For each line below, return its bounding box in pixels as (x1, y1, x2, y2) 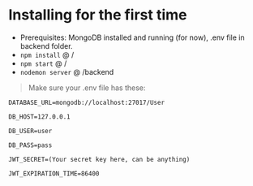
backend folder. (19, 41, 73, 50)
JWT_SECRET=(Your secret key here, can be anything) (8, 155, 191, 163)
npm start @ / (19, 58, 67, 68)
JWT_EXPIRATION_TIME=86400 (8, 169, 100, 178)
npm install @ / (19, 50, 75, 59)
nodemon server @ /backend (19, 67, 114, 76)
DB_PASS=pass (8, 141, 53, 149)
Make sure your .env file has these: (28, 83, 146, 93)
